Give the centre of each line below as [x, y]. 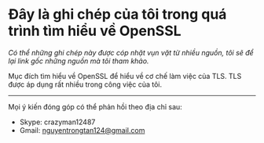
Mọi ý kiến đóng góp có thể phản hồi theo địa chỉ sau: [95, 106]
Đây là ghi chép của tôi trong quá [117, 14]
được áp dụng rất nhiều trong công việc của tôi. [85, 84]
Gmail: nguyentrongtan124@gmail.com [82, 130]
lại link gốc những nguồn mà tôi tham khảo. [79, 61]
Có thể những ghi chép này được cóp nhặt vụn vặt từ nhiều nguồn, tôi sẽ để [131, 52]
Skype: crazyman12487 [57, 122]
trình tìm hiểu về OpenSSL [95, 31]
